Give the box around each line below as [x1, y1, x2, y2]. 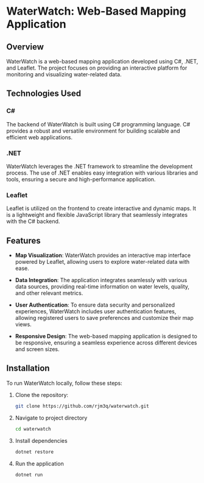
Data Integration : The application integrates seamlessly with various [15, 277, 188, 284]
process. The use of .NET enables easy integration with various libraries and [6, 169, 198, 176]
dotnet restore [15, 449, 54, 455]
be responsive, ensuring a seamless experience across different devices [15, 339, 197, 346]
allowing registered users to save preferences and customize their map [15, 314, 194, 322]
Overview [6, 42, 44, 52]
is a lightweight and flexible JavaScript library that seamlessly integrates [6, 211, 188, 219]
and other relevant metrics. [15, 289, 83, 297]
